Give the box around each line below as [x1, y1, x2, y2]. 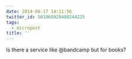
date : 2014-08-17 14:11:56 [6, 8, 72, 15]
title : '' [6, 30, 31, 36]
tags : [6, 19, 19, 25]
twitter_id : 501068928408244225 [6, 14, 85, 20]
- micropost [11, 25, 41, 31]
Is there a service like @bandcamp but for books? [6, 46, 126, 53]
